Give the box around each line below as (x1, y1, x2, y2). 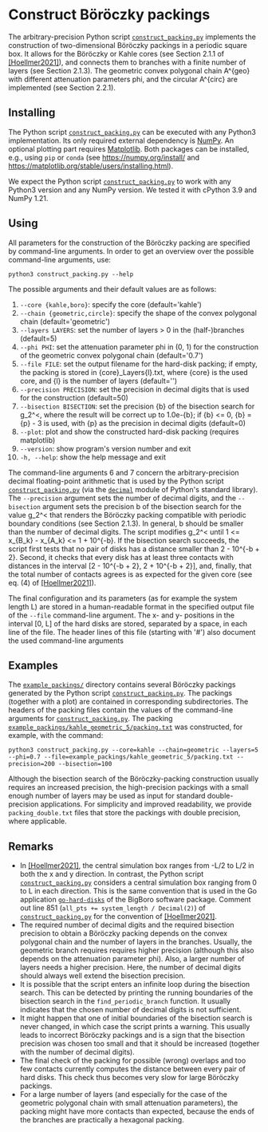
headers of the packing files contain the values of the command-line (8, 705, 234, 715)
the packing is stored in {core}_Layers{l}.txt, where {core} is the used (19, 367, 249, 377)
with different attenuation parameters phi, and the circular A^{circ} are (8, 74, 238, 84)
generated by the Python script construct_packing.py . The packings (8, 688, 233, 698)
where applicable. (8, 816, 67, 826)
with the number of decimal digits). (19, 1047, 136, 1057)
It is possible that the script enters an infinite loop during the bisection (19, 980, 250, 989)
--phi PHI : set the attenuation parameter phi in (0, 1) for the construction (19, 341, 259, 352)
